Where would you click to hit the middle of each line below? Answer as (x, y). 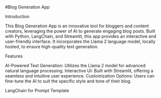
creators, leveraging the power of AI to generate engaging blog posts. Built (80, 31)
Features (14, 56)
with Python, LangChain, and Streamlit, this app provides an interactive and (81, 36)
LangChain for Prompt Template (37, 90)
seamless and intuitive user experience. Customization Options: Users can (80, 76)
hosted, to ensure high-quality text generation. (52, 47)
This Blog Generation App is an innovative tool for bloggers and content (77, 26)
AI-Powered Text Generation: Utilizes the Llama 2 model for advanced (75, 66)
